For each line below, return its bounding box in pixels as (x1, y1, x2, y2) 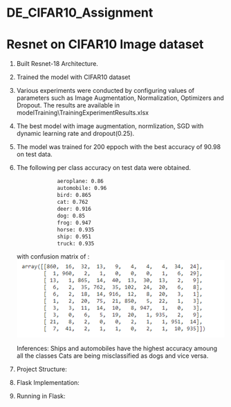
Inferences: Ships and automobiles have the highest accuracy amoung (16, 344, 218, 352)
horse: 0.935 (57, 227, 95, 234)
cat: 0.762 (57, 199, 89, 206)
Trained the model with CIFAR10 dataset (16, 73, 131, 81)
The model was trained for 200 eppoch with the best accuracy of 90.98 (16, 143, 221, 151)
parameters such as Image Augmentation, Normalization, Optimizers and (16, 94, 224, 102)
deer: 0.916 (57, 206, 91, 213)
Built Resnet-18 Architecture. (16, 60, 98, 68)
